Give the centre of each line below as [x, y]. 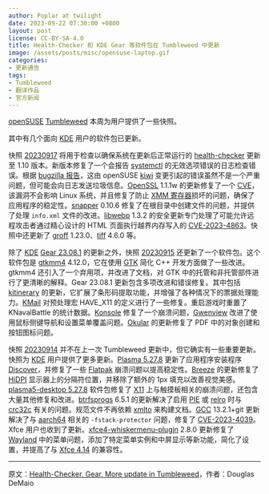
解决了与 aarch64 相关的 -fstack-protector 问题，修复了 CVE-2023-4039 [131, 420]
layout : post [30, 30]
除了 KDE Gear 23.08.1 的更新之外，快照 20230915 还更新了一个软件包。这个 [134, 252]
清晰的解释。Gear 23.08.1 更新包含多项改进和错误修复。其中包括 [135, 283]
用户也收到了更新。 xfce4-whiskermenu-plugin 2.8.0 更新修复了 [130, 430]
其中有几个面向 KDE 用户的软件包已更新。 [77, 139]
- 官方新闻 [24, 98]
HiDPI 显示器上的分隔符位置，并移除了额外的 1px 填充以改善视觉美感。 [124, 380]
